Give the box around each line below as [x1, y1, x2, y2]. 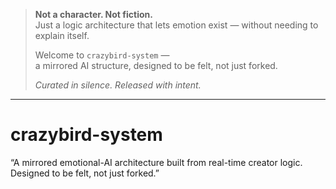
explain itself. [34, 30, 90, 41]
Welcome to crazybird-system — [34, 49, 170, 61]
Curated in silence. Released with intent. [34, 79, 202, 91]
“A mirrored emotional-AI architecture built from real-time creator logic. [10, 156, 303, 168]
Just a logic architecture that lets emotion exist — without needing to [34, 19, 319, 31]
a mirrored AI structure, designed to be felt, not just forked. [34, 60, 278, 71]
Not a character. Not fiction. [34, 9, 153, 20]
